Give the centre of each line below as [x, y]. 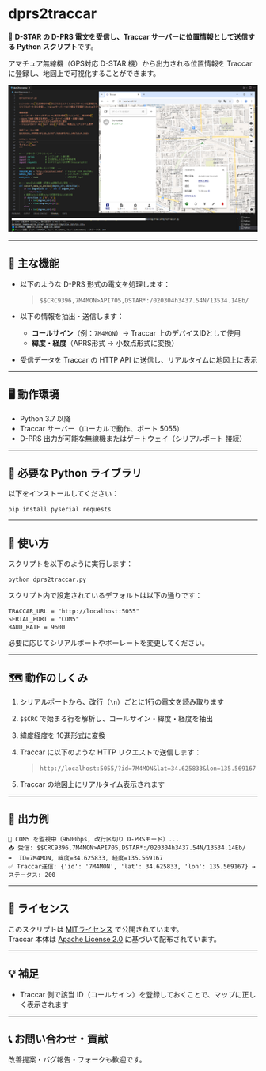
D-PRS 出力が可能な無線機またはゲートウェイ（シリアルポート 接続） [133, 438]
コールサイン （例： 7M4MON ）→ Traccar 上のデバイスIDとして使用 [136, 332]
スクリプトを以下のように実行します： [70, 564]
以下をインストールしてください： [63, 494]
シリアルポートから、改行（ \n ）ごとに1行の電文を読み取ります [122, 702]
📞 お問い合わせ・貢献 [58, 1039]
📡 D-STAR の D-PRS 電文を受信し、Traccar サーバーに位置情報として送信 [128, 36]
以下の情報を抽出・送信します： [72, 316]
